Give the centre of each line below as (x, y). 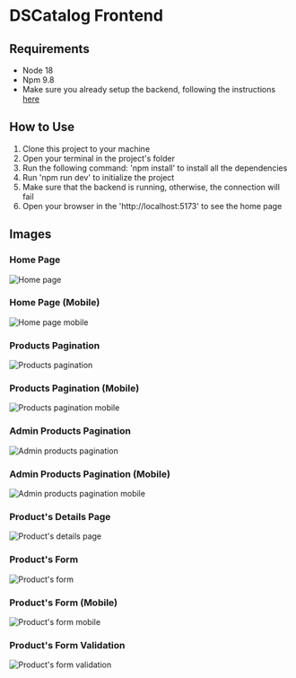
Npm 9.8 (38, 80)
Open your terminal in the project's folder (98, 158)
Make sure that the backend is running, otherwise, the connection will (151, 187)
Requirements (49, 49)
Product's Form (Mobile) (64, 603)
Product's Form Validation (67, 645)
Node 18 (38, 70)
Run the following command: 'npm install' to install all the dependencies (155, 168)
